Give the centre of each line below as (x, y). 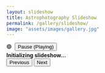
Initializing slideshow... (36, 55)
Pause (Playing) (35, 47)
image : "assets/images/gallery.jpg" (53, 29)
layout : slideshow (30, 12)
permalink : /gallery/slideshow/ (47, 23)
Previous (19, 62)
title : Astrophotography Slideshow (52, 18)
